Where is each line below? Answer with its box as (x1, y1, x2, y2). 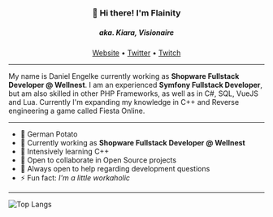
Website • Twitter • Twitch (92, 48, 181, 58)
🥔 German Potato (19, 129, 78, 139)
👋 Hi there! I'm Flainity (92, 7, 181, 19)
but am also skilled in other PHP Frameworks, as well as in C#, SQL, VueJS (8, 89, 258, 98)
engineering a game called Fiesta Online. (8, 106, 145, 115)
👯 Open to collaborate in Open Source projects (19, 154, 177, 165)
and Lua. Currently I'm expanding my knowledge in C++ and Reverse (8, 97, 240, 106)
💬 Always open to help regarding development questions (19, 163, 210, 173)
